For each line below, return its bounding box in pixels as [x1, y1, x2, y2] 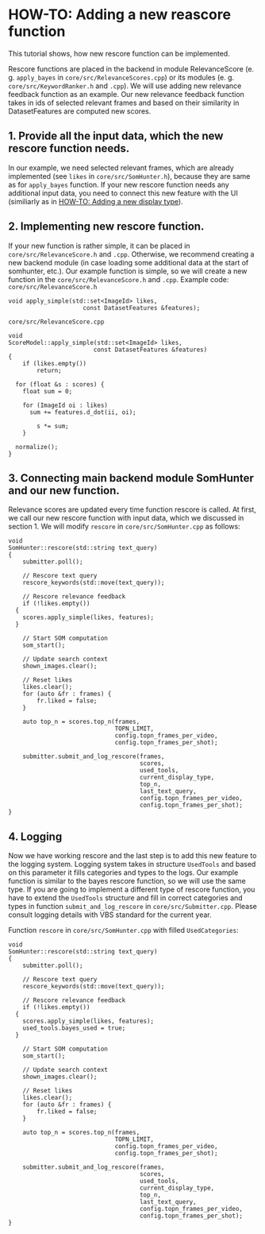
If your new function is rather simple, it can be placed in [8, 241, 190, 250]
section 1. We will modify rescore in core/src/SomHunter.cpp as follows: [8, 522, 240, 532]
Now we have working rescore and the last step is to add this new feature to [8, 851, 257, 861]
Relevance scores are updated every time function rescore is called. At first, [8, 505, 256, 514]
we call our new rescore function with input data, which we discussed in [8, 513, 244, 523]
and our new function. [8, 483, 121, 497]
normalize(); [15, 443, 59, 451]
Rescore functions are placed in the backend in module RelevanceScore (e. [8, 64, 255, 73]
